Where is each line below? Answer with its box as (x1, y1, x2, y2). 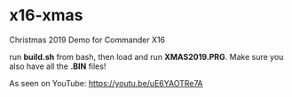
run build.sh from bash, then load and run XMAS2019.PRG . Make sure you (9, 51, 284, 62)
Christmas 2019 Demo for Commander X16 (9, 34, 166, 45)
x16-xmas (9, 5, 83, 26)
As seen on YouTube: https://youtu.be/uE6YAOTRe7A (9, 78, 203, 88)
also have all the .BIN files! (9, 61, 107, 71)
